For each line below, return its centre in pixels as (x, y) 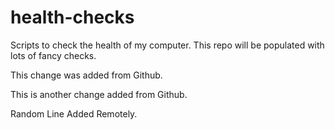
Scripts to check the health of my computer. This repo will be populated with (167, 45)
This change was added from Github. (86, 75)
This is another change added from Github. (99, 94)
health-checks (72, 17)
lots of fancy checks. (53, 55)
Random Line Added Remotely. (74, 113)
